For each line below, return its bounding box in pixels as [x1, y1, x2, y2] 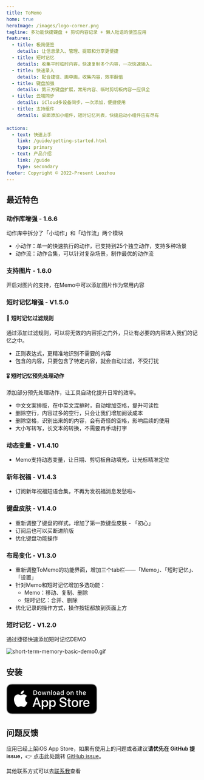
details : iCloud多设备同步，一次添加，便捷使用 [17, 100, 126, 106]
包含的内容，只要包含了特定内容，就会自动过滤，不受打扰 [15, 357, 159, 364]
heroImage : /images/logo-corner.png [6, 22, 99, 29]
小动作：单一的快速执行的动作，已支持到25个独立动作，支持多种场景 [15, 242, 187, 250]
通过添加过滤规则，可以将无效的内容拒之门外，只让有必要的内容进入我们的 [6, 329, 192, 337]
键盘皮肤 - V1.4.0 [6, 504, 57, 513]
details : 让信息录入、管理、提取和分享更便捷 [17, 49, 119, 55]
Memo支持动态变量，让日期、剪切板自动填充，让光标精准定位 [15, 456, 170, 464]
